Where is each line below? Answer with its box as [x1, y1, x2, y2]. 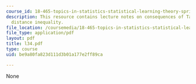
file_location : [6, 24, 43, 31]
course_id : [6, 8, 33, 14]
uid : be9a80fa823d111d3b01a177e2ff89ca [6, 52, 103, 57]
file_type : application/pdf [6, 30, 75, 36]
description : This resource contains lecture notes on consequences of [6, 14, 184, 20]
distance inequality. [11, 19, 64, 25]
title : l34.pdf [6, 41, 43, 47]
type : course [6, 46, 38, 52]
